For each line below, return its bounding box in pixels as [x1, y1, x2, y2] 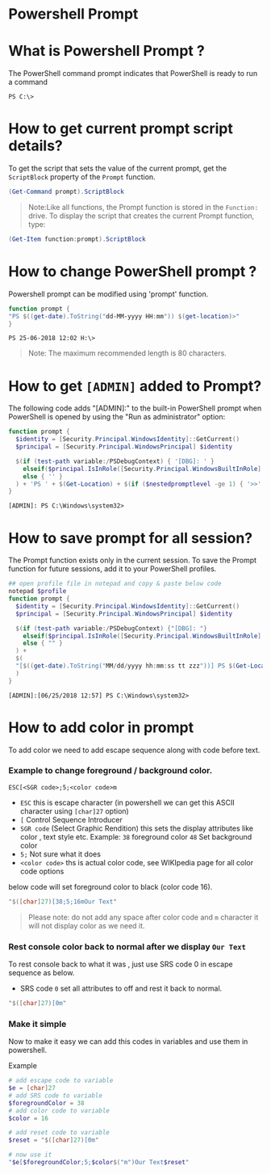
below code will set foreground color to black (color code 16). [8, 882, 213, 891]
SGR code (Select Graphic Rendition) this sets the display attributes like [19, 823, 254, 833]
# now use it [8, 1151, 52, 1159]
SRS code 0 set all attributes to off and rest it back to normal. [19, 983, 223, 994]
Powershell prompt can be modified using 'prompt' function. [8, 288, 209, 299]
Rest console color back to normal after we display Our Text [8, 940, 246, 952]
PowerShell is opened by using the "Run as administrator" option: [8, 412, 226, 422]
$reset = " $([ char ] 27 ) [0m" [8, 1136, 99, 1144]
